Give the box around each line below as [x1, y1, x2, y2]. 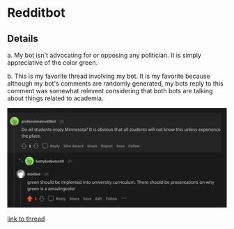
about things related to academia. [7, 94, 104, 102]
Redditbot [7, 5, 66, 21]
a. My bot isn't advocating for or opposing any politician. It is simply [7, 51, 202, 59]
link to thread [7, 214, 45, 223]
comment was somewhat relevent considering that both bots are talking [7, 87, 213, 95]
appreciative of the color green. [7, 58, 98, 67]
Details [7, 33, 38, 45]
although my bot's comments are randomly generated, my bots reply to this [7, 79, 224, 88]
